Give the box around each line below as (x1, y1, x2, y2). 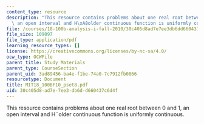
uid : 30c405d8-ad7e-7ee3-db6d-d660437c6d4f (6, 88, 118, 94)
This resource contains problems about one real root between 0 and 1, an (6, 104, 190, 111)
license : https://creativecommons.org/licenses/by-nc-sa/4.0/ (6, 48, 167, 54)
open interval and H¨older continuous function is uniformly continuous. (6, 110, 185, 118)
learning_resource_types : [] (6, 43, 80, 49)
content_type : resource (6, 8, 67, 15)
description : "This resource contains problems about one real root (6, 15, 183, 21)
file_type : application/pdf (6, 37, 78, 43)
